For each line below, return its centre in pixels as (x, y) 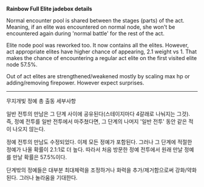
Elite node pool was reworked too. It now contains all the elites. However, (98, 45)
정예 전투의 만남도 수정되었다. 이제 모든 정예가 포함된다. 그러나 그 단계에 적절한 (99, 142)
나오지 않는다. (29, 129)
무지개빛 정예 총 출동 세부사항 (41, 101)
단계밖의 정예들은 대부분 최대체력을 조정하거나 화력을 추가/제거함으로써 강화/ (97, 170)
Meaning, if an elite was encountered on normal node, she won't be (91, 27)
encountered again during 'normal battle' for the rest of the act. (86, 33)
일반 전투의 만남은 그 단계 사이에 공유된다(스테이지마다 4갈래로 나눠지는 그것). (98, 114)
